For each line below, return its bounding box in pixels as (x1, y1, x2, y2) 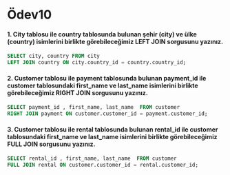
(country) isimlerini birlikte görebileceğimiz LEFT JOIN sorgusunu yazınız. (7, 37, 224, 45)
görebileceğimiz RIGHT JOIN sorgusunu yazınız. (7, 88, 148, 96)
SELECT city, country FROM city (7, 52, 100, 60)
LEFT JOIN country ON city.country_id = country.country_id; (7, 59, 187, 66)
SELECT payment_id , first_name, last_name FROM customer (7, 104, 180, 111)
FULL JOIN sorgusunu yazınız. (7, 140, 96, 148)
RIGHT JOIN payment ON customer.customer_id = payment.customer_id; (7, 110, 208, 117)
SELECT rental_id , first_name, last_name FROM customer (7, 155, 177, 162)
